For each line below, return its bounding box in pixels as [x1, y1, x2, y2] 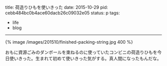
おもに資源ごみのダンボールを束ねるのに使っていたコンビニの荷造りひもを [5, 49, 158, 55]
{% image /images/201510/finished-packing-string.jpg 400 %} [5, 39, 133, 45]
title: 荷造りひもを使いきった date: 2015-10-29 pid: [5, 4, 108, 10]
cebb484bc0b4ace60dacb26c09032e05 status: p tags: [5, 10, 120, 16]
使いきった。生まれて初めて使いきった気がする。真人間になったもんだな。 [9, 56, 162, 61]
